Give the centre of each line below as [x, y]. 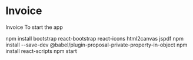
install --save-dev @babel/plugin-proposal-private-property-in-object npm [96, 45]
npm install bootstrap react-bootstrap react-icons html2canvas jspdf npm [94, 38]
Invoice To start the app [34, 27]
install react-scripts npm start [41, 51]
